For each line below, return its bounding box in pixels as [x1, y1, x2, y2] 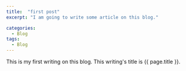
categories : [6, 25, 36, 31]
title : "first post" [6, 8, 60, 15]
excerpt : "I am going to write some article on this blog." [6, 14, 159, 20]
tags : [6, 36, 20, 42]
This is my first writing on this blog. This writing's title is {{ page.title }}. [6, 58, 181, 65]
